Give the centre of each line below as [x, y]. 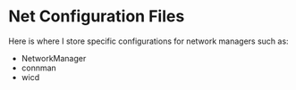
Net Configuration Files [97, 16]
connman [39, 68]
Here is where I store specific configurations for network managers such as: [148, 41]
